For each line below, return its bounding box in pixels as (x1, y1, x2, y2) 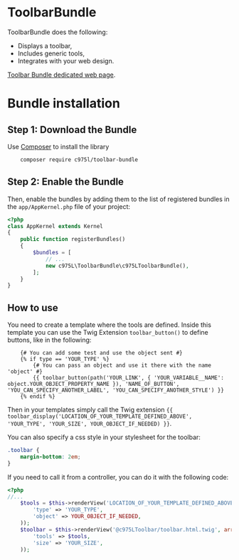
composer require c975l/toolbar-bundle (20, 156, 139, 163)
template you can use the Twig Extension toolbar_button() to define (7, 328, 208, 337)
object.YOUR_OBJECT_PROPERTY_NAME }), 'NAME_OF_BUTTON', (7, 381, 180, 388)
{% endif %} (20, 393, 55, 400)
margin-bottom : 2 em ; (20, 453, 81, 461)
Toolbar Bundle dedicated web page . (7, 70, 116, 79)
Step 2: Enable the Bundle (7, 176, 124, 188)
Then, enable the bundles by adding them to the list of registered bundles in (7, 195, 230, 203)
